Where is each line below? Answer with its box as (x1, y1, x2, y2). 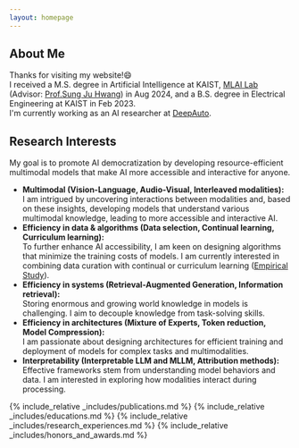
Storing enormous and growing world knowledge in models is (21, 299, 248, 309)
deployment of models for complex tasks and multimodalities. (21, 346, 249, 357)
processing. (21, 384, 67, 394)
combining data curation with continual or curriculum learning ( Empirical (21, 260, 288, 271)
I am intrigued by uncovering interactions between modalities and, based (21, 194, 291, 205)
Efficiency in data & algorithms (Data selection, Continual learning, (21, 223, 275, 233)
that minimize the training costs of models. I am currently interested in (21, 251, 279, 262)
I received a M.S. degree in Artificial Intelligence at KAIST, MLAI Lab (9, 80, 259, 90)
